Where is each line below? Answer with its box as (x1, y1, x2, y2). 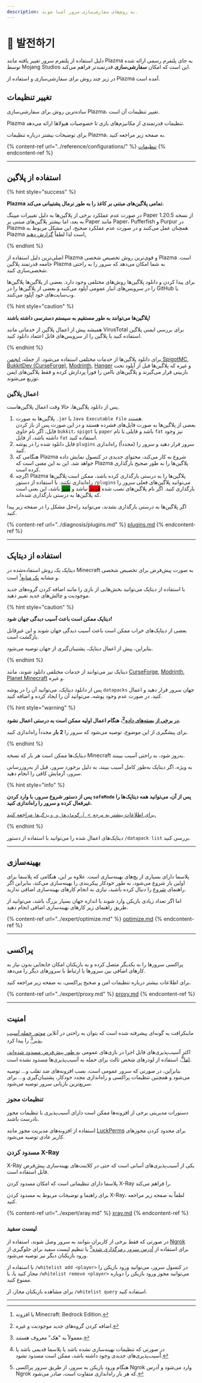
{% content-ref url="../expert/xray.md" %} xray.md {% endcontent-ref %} (7, 1209, 189, 1216)
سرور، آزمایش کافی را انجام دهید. (7, 770, 83, 777)
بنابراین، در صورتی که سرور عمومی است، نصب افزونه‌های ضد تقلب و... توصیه (7, 1067, 181, 1074)
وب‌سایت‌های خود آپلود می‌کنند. (7, 291, 76, 298)
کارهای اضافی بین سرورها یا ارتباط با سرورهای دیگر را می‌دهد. (7, 967, 146, 974)
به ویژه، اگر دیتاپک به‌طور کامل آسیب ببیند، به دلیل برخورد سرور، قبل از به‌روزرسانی (7, 763, 192, 770)
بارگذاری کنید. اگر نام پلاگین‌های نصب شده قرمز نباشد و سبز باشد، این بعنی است (15, 485, 195, 492)
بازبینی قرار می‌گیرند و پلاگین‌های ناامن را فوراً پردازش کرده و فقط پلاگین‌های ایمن (7, 369, 188, 376)
